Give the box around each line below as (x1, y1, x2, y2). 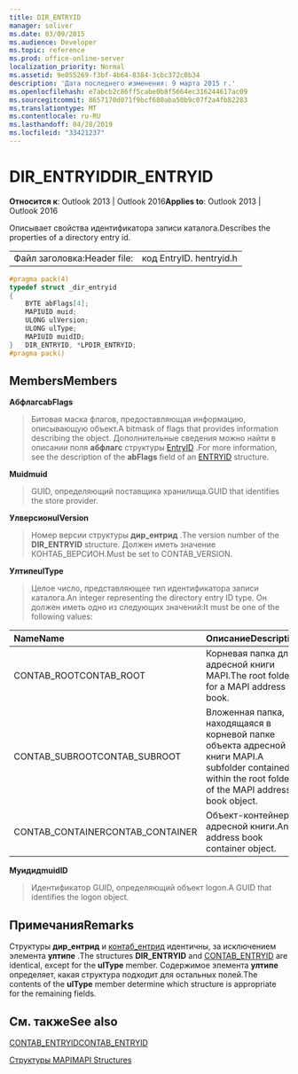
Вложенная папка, (205, 706, 286, 718)
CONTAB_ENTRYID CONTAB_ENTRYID (9, 1038, 149, 1047)
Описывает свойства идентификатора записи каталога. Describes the (9, 223, 271, 233)
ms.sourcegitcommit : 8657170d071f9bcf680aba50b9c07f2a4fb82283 (9, 95, 248, 105)
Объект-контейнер (205, 809, 290, 821)
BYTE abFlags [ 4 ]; (25, 299, 90, 309)
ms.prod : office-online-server (9, 54, 125, 63)
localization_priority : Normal (9, 63, 125, 72)
